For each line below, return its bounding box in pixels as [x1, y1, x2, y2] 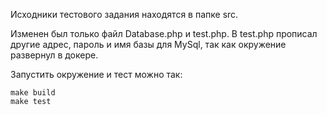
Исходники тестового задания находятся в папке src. [10, 9, 239, 20]
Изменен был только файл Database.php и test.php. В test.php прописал [10, 28, 318, 39]
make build [10, 88, 56, 98]
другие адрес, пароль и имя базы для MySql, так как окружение [10, 39, 287, 50]
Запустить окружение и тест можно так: [10, 69, 183, 80]
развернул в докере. [10, 49, 99, 61]
